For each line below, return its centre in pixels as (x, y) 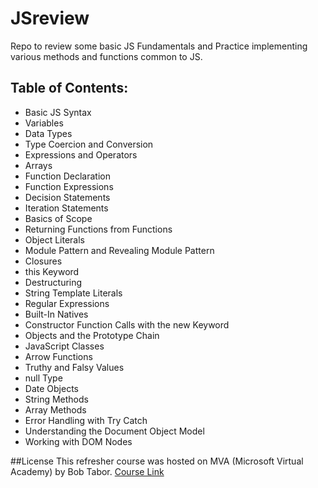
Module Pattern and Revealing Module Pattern (119, 250)
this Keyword (52, 271)
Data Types (48, 133)
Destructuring (53, 282)
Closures (43, 261)
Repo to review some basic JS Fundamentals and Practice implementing (159, 46)
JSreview (50, 18)
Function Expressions (69, 186)
